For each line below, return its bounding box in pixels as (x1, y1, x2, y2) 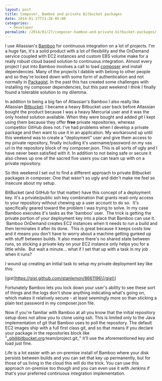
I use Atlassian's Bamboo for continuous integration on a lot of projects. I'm (5, 43, 155, 48)
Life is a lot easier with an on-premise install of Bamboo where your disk (5, 350, 149, 355)
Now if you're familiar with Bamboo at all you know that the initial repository (5, 310, 156, 315)
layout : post (5, 7, 31, 12)
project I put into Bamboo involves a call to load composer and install (5, 63, 143, 69)
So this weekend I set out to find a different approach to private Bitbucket (5, 170, 151, 175)
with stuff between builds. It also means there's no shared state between (5, 236, 150, 241)
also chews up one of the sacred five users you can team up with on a (5, 156, 145, 161)
